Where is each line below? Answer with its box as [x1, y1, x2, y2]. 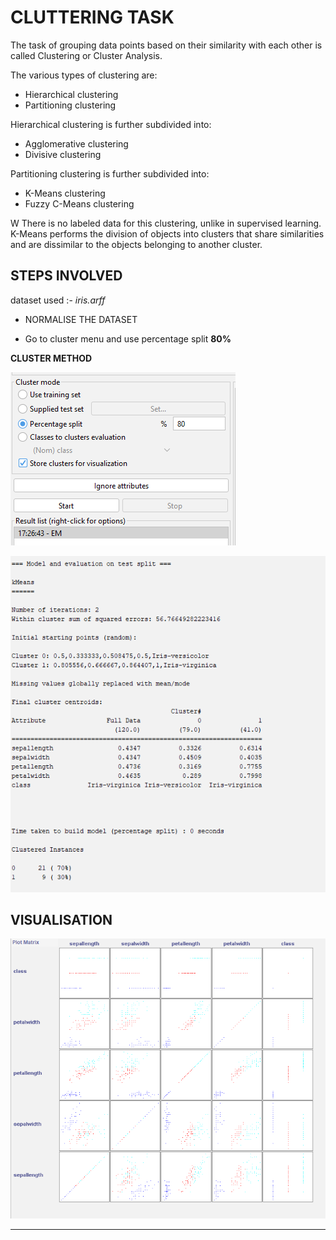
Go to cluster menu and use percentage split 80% [24, 332, 232, 345]
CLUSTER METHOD [10, 352, 93, 364]
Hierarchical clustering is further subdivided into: [10, 118, 212, 130]
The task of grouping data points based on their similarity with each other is [10, 39, 323, 51]
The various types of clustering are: [10, 69, 158, 81]
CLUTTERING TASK [10, 6, 175, 29]
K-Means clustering [24, 187, 106, 199]
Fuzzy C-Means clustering [24, 197, 135, 210]
